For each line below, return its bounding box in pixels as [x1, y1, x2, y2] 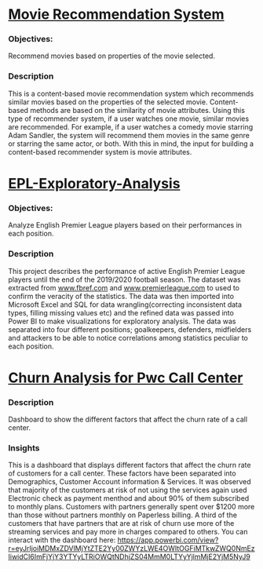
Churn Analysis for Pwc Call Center [8, 369, 243, 386]
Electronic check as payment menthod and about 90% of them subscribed [8, 494, 250, 503]
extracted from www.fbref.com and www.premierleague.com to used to [8, 283, 240, 292]
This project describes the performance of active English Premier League [8, 266, 246, 275]
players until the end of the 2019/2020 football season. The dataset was [8, 275, 241, 284]
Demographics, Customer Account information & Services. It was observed [8, 477, 251, 487]
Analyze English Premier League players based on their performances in [8, 221, 242, 230]
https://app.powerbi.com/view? [117, 535, 219, 545]
